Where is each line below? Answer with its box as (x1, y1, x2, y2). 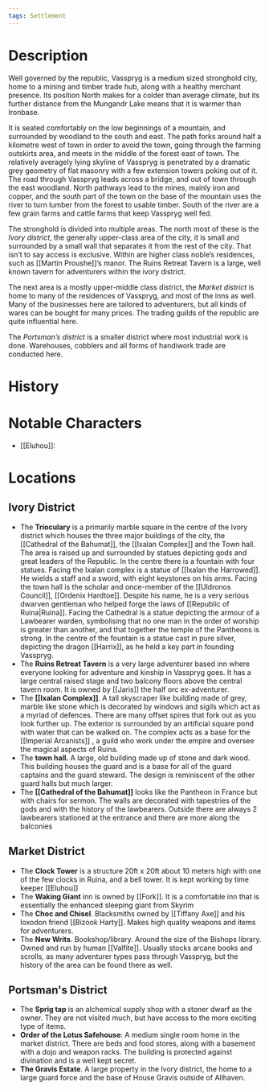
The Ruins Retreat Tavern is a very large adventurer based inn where (19, 659, 251, 668)
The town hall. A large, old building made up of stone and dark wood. (19, 753, 251, 763)
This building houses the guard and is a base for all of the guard (19, 761, 232, 771)
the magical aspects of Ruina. (19, 744, 119, 754)
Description (8, 46, 88, 64)
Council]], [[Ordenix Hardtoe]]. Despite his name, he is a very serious (19, 590, 250, 600)
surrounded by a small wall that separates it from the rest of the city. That (8, 241, 251, 250)
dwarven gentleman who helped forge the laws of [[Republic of (19, 598, 230, 608)
